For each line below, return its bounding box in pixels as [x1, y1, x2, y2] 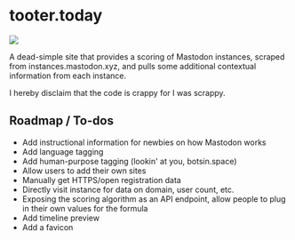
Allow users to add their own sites [21, 165, 147, 176]
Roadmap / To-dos [9, 113, 114, 129]
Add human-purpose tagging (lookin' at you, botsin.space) [21, 156, 237, 166]
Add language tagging [21, 146, 104, 156]
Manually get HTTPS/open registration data [21, 174, 182, 185]
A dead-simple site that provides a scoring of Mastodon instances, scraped [9, 51, 285, 62]
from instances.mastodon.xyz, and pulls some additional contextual [9, 60, 257, 71]
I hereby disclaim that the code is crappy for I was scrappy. [9, 87, 226, 98]
